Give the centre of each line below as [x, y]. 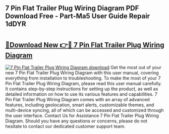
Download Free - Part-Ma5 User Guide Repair [78, 16]
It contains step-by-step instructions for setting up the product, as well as [82, 89]
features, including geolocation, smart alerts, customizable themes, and [80, 105]
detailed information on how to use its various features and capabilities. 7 [81, 94]
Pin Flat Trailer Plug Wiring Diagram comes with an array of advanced [77, 99]
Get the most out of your [136, 67]
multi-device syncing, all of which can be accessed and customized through [84, 110]
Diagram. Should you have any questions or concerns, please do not [76, 121]
